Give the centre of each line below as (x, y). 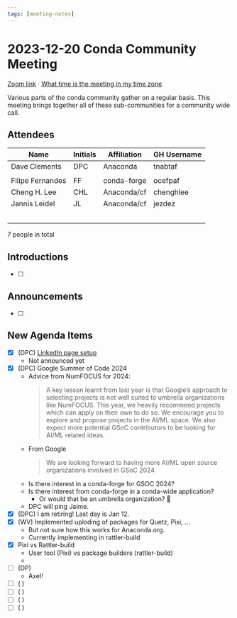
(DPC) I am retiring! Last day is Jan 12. (73, 514)
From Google (47, 449)
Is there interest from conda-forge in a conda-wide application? (121, 491)
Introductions (38, 257)
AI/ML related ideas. (75, 435)
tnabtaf (165, 167)
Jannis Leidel (33, 204)
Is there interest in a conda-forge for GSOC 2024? (101, 483)
